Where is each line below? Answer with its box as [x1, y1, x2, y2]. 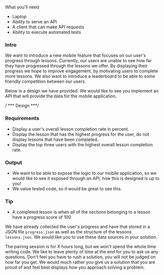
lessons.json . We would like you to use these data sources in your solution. [5, 234, 158, 240]
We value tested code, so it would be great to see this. [12, 185, 122, 191]
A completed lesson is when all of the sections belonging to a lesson [12, 209, 151, 215]
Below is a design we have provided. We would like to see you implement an [5, 88, 159, 94]
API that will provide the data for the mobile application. [5, 93, 117, 99]
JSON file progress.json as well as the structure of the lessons [5, 229, 132, 235]
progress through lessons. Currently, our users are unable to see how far [5, 58, 152, 64]
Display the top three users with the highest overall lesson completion [12, 141, 153, 147]
